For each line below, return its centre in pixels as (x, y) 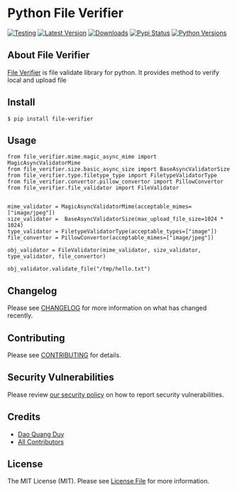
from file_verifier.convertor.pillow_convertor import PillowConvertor (115, 182)
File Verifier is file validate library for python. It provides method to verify (114, 72)
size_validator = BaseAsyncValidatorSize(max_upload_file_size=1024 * (115, 219)
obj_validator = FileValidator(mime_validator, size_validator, (104, 251)
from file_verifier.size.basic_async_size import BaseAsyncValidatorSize (119, 169)
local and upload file (37, 80)
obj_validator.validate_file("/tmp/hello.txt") (79, 269)
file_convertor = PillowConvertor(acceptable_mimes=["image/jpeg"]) (111, 238)
